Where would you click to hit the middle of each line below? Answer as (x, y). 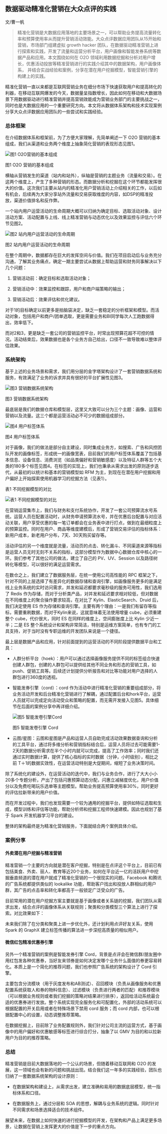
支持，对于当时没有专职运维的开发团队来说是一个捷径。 (66, 631)
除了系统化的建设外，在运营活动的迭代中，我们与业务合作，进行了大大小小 (81, 774)
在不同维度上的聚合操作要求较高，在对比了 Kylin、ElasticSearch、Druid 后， (83, 600)
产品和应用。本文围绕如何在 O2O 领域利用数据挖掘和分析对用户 (86, 57)
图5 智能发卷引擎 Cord (35, 728)
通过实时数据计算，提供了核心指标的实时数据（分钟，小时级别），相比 (83, 757)
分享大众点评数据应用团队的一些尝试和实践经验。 (55, 112)
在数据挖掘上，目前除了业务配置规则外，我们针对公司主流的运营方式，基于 (81, 1025)
